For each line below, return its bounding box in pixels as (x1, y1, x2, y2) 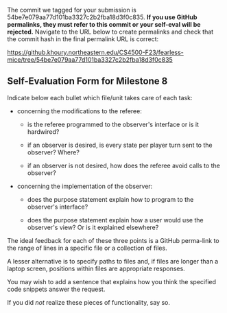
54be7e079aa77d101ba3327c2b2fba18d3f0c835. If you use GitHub (7, 13, 198, 21)
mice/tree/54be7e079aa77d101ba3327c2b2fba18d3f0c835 (7, 56, 173, 64)
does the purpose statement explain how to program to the (27, 195, 194, 203)
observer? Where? (27, 148, 80, 156)
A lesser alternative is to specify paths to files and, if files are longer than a (7, 257, 219, 265)
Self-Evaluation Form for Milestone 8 (7, 76, 168, 87)
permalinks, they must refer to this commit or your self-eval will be (7, 21, 201, 28)
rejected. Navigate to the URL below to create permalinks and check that (7, 27, 214, 36)
